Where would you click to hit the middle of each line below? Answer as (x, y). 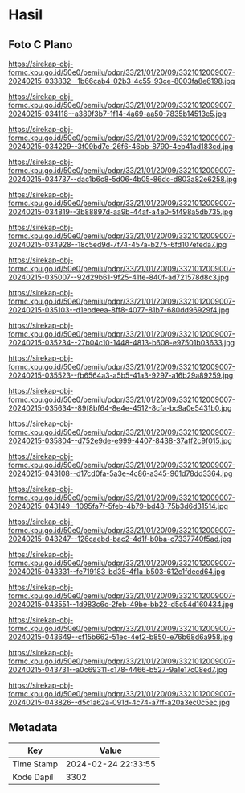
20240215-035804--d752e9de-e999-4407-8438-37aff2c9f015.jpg (120, 441)
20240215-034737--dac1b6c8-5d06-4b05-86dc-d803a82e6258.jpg (122, 179)
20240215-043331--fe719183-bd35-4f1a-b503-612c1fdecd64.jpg (117, 572)
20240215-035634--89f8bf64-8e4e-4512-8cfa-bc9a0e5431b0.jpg (120, 408)
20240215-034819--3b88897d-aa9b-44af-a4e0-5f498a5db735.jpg (120, 212)
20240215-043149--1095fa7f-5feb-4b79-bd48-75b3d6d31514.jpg (118, 506)
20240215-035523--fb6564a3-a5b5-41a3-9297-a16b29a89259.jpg (121, 375)
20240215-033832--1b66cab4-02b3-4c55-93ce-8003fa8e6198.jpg (122, 81)
